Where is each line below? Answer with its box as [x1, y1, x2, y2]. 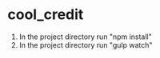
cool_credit [7, 6, 84, 24]
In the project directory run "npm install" [18, 32, 153, 41]
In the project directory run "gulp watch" [18, 40, 153, 49]
